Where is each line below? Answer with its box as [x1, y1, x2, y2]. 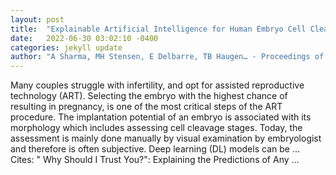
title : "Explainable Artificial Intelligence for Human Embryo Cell [10, 24, 307, 34]
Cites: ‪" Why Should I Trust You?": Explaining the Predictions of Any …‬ [10, 154, 300, 166]
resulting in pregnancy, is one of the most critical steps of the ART [10, 101, 283, 113]
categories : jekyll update [10, 42, 123, 53]
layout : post [10, 14, 65, 25]
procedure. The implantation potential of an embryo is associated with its [10, 111, 312, 123]
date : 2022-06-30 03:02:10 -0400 [10, 33, 159, 43]
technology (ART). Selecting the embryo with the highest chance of [10, 90, 288, 102]
